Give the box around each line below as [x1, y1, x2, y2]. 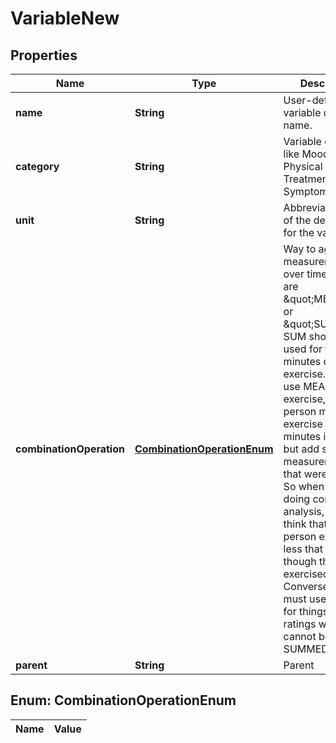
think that [283, 517, 328, 531]
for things [283, 605, 329, 618]
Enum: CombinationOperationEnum [10, 692, 237, 709]
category [15, 160, 60, 173]
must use [283, 592, 327, 606]
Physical [283, 160, 323, 173]
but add [283, 442, 320, 456]
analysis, [283, 505, 325, 518]
